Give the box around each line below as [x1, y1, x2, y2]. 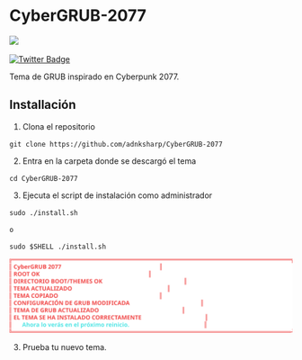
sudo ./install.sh [9, 208, 78, 217]
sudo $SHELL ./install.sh [9, 242, 106, 251]
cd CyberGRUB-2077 [9, 174, 78, 183]
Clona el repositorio [22, 121, 96, 131]
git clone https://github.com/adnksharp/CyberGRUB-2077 [9, 139, 223, 148]
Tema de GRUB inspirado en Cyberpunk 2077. [9, 71, 180, 82]
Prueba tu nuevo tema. [22, 341, 107, 352]
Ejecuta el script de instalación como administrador [22, 190, 213, 201]
